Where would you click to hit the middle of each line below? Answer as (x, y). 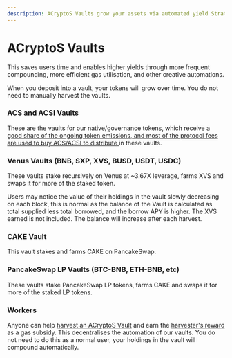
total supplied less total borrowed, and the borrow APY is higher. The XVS (112, 211)
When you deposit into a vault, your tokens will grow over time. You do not (113, 88)
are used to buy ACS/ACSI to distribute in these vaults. (85, 143)
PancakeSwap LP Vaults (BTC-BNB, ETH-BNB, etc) (93, 269)
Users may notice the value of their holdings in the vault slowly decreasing (113, 197)
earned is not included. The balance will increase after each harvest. (105, 219)
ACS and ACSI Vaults (43, 113)
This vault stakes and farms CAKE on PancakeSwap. (82, 252)
